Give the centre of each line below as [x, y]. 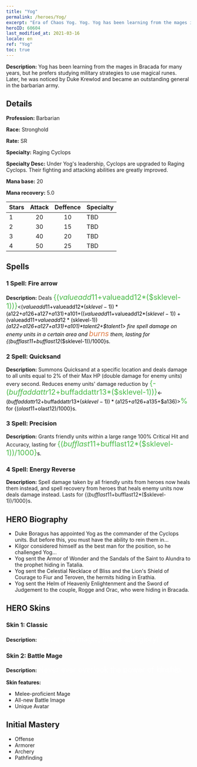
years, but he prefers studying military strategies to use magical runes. [91, 73]
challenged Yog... [35, 552]
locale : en [19, 39]
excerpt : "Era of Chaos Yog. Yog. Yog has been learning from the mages [97, 22]
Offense [24, 739]
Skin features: [24, 682]
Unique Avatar [32, 706]
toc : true [18, 50]
